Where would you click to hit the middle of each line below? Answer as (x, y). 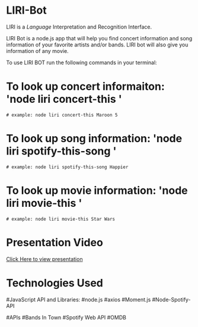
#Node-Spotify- (171, 299)
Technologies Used (55, 283)
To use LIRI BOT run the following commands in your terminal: (82, 62)
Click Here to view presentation (44, 259)
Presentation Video (55, 242)
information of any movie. (38, 51)
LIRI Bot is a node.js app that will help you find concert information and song (99, 38)
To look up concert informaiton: (85, 87)
